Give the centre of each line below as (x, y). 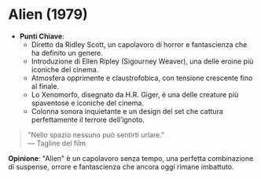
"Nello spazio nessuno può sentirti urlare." (96, 134)
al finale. (45, 86)
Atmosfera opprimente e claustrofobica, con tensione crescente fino (142, 78)
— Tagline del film (57, 143)
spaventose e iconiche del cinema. (87, 103)
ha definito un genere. (67, 53)
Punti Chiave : (42, 36)
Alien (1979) (48, 15)
